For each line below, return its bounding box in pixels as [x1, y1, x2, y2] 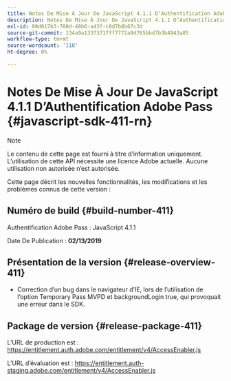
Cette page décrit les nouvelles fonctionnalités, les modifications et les [7, 177, 208, 186]
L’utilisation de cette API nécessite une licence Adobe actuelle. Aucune [7, 156, 208, 165]
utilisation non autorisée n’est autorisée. [7, 164, 120, 172]
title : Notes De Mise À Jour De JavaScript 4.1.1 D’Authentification [7, 10, 211, 17]
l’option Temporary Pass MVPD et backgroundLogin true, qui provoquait [16, 293, 221, 301]
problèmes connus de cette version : [7, 185, 111, 193]
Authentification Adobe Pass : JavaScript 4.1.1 [7, 223, 136, 231]
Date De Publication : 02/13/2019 [7, 236, 102, 245]
